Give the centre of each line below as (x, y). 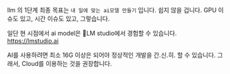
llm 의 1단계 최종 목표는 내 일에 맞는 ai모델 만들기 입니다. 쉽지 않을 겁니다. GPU (112, 10)
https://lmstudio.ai (33, 41)
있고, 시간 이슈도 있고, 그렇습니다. (65, 18)
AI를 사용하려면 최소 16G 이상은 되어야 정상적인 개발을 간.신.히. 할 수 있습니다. (112, 55)
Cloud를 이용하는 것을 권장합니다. (67, 63)
